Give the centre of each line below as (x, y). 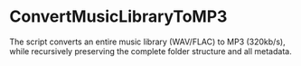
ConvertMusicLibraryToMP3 (118, 17)
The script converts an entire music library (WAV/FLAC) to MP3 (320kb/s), (148, 42)
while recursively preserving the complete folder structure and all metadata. (150, 51)
